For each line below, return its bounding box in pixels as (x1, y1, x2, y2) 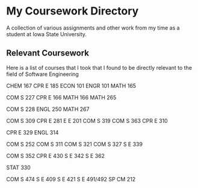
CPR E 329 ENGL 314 (6, 128, 59, 136)
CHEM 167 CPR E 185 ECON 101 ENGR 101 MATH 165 (6, 82, 137, 89)
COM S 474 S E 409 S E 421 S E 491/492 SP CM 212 (6, 175, 136, 183)
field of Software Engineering (6, 70, 79, 78)
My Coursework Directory (6, 4, 139, 18)
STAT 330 (6, 164, 31, 171)
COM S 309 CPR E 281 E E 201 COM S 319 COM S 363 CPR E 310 (6, 117, 168, 124)
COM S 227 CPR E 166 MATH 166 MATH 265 (6, 93, 117, 101)
